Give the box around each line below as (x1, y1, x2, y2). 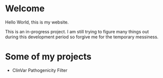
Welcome (5, 3, 45, 14)
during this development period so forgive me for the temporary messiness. (5, 34, 159, 40)
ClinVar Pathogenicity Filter (12, 67, 68, 73)
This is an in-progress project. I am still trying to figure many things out (5, 28, 149, 34)
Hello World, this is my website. (5, 19, 69, 25)
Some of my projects (5, 51, 92, 62)
